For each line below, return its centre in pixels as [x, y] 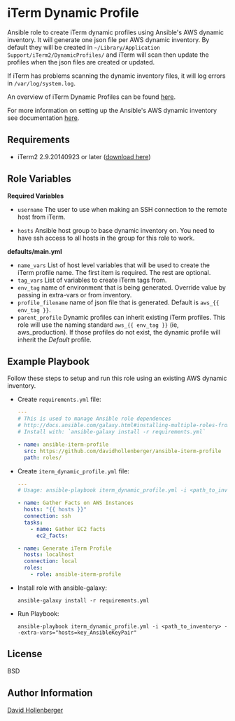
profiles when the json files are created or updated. [81, 62]
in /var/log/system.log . [41, 83]
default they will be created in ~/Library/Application [84, 47]
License [25, 654]
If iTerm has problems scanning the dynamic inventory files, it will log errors [116, 76]
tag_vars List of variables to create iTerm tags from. [92, 280]
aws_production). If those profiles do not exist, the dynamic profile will [119, 332]
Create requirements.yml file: [59, 399]
